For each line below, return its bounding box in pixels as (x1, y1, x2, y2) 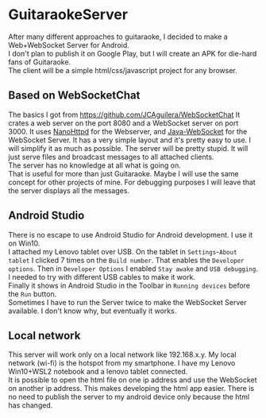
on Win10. (8, 238, 40, 248)
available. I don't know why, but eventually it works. (8, 306, 177, 315)
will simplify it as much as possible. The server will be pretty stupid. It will (8, 143, 249, 153)
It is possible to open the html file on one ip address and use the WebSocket (8, 375, 257, 385)
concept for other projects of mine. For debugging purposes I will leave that (8, 177, 256, 187)
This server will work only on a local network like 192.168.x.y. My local (8, 350, 237, 359)
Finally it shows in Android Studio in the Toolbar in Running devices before (8, 281, 251, 290)
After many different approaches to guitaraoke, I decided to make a (8, 32, 228, 41)
